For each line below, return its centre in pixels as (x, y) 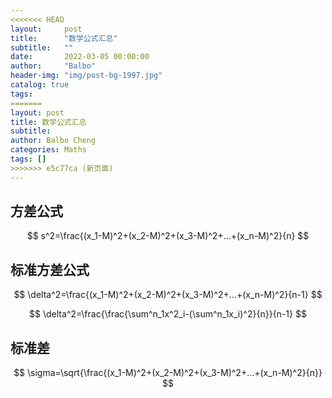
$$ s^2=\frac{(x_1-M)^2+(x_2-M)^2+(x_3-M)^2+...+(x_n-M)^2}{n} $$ (168, 236)
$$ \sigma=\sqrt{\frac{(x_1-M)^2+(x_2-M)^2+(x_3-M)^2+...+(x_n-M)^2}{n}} (168, 373)
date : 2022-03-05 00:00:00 (80, 57)
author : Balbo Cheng (53, 141)
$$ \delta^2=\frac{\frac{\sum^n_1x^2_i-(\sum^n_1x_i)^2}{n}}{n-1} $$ (168, 314)
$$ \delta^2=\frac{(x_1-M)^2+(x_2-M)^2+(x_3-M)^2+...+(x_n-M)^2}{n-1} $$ (168, 295)
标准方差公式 (50, 269)
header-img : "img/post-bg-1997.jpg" (86, 76)
